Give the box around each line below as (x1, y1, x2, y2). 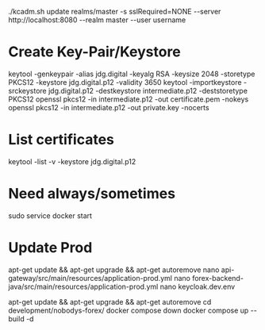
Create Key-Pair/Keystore (8, 43, 181, 61)
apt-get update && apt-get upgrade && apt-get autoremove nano (8, 265, 220, 274)
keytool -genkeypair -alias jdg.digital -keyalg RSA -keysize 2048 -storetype (8, 69, 255, 79)
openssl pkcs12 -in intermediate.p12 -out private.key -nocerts (8, 102, 209, 112)
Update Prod (8, 239, 93, 256)
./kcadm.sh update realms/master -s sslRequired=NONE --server (8, 7, 221, 16)
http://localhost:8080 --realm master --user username (8, 15, 186, 25)
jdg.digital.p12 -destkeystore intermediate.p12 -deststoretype (48, 86, 248, 95)
